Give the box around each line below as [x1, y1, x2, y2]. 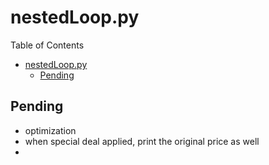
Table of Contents [10, 39, 85, 51]
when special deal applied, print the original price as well [24, 135, 260, 147]
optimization [24, 124, 77, 136]
